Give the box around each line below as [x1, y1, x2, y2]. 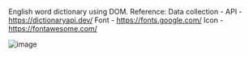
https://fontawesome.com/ [8, 24, 97, 33]
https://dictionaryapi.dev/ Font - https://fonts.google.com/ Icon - [8, 15, 224, 25]
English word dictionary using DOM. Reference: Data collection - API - [8, 7, 243, 16]
